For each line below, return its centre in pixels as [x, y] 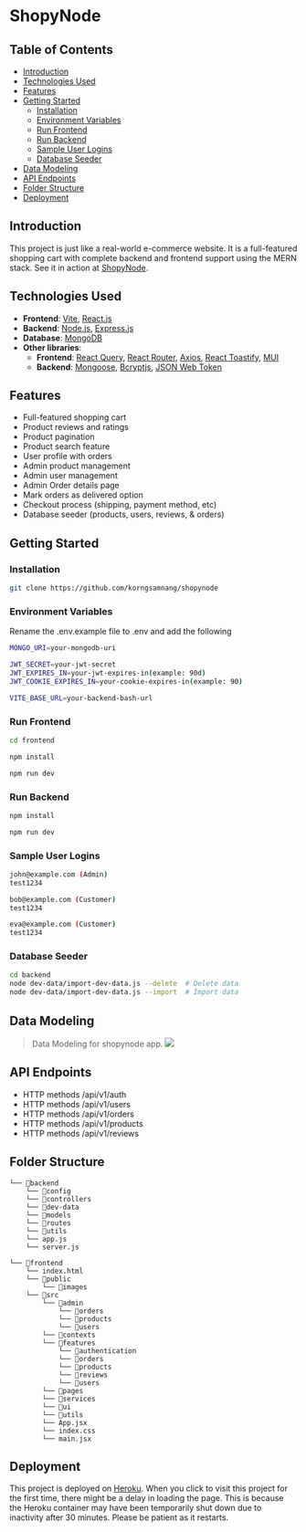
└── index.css [69, 1431]
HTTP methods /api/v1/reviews [81, 1133]
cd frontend [32, 740]
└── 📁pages [63, 1390]
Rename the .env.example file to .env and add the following [121, 632]
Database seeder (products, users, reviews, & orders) [124, 514]
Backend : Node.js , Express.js [78, 328]
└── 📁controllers [59, 1199]
